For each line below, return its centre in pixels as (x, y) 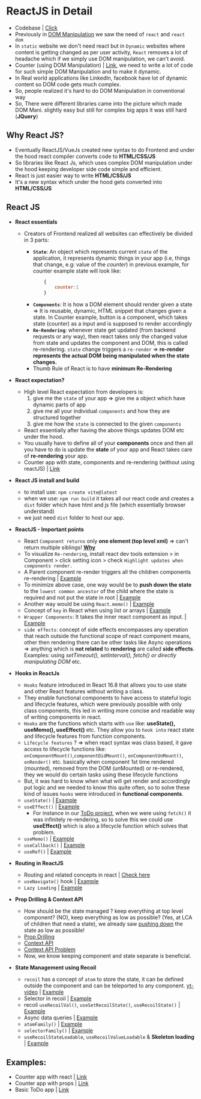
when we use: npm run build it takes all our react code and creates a (109, 499)
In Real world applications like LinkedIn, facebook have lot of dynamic (101, 78)
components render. (48, 566)
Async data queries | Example (61, 1018)
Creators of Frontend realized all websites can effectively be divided (108, 233)
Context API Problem (50, 949)
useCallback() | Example (54, 845)
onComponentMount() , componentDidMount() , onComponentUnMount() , (103, 755)
